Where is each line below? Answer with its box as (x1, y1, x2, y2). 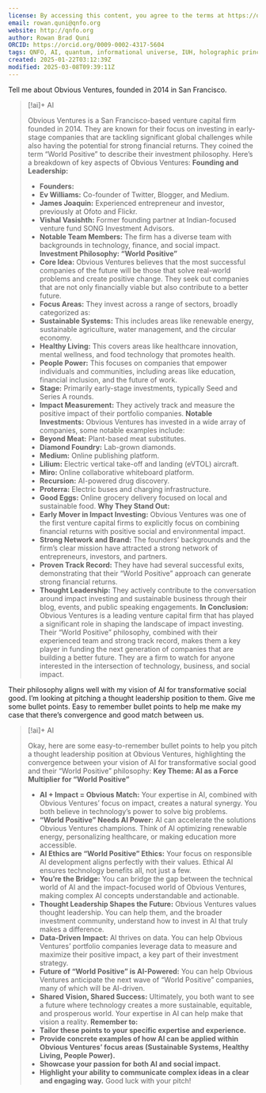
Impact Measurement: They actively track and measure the (39, 400, 235, 409)
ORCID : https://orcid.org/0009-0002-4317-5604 (8, 41, 165, 49)
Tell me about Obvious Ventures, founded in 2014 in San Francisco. (8, 85, 227, 94)
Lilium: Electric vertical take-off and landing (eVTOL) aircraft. (39, 459, 239, 468)
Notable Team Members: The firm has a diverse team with (39, 231, 232, 242)
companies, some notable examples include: (39, 425, 185, 435)
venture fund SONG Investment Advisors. (39, 223, 175, 233)
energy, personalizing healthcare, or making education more (39, 832, 237, 841)
